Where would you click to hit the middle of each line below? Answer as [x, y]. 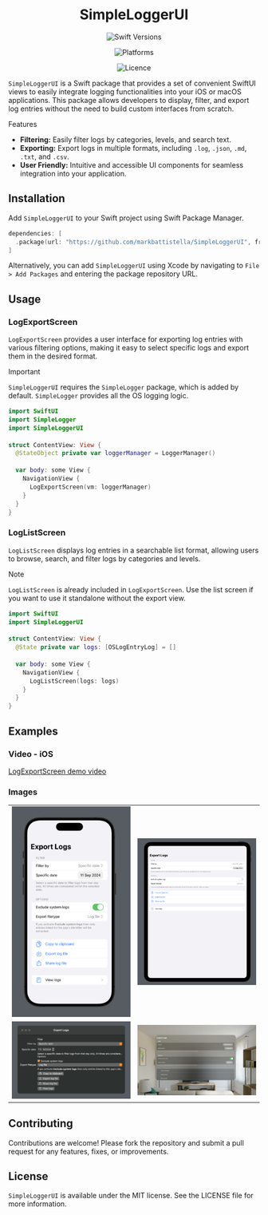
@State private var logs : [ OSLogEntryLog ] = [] [96, 647]
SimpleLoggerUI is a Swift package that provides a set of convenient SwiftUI [132, 83]
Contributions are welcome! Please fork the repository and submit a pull [126, 1142]
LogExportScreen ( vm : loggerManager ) [90, 487]
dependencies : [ [35, 233]
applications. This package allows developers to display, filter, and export [129, 100]
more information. [37, 1204]
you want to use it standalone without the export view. [97, 598]
